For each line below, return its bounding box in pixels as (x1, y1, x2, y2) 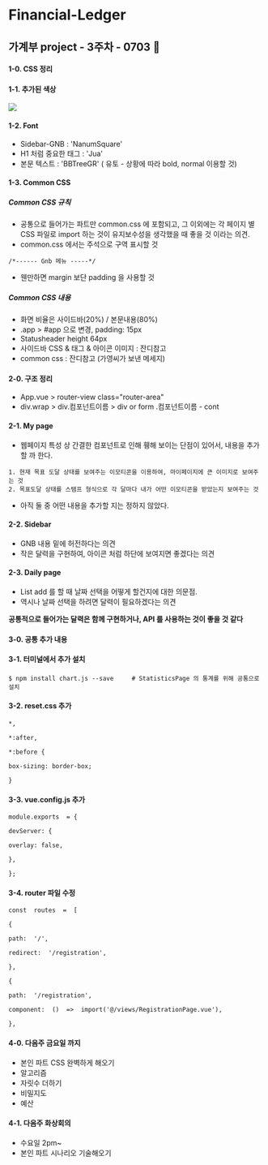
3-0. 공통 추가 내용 (8, 634, 68, 644)
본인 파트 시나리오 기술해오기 (19, 1148, 112, 1158)
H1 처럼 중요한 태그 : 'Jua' (19, 148, 104, 158)
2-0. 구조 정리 (8, 373, 53, 383)
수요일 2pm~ (19, 1137, 62, 1147)
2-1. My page (8, 420, 54, 431)
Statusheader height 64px (19, 334, 108, 344)
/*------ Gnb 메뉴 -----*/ (8, 257, 96, 265)
